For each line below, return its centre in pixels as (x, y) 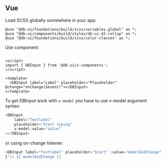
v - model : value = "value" (38, 129)
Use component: (22, 47)
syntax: (13, 106)
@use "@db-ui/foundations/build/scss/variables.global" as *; (71, 29)
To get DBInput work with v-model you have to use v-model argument (76, 100)
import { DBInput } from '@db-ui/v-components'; (57, 65)
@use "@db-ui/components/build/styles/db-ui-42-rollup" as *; (71, 34)
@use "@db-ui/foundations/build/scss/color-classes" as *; (68, 38)
